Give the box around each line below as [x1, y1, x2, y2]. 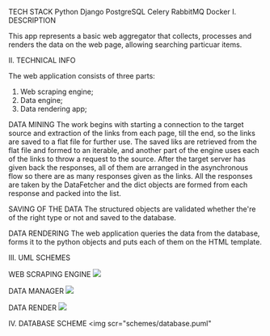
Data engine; [19, 96, 63, 104]
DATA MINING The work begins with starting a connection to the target [8, 120, 244, 129]
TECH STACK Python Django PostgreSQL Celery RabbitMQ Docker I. [8, 7, 237, 16]
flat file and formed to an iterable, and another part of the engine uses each [8, 146, 260, 155]
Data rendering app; [19, 104, 87, 113]
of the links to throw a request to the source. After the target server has [8, 154, 247, 164]
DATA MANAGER [8, 287, 65, 296]
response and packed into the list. [8, 189, 121, 198]
